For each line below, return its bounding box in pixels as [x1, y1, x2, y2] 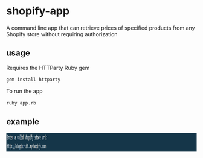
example [6, 116, 40, 127]
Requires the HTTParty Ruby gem [6, 64, 90, 71]
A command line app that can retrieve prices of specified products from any [6, 24, 195, 31]
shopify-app [6, 4, 70, 18]
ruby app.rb [6, 100, 36, 106]
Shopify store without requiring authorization [6, 30, 118, 37]
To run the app [6, 87, 43, 95]
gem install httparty [6, 77, 61, 83]
